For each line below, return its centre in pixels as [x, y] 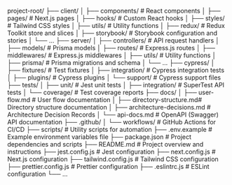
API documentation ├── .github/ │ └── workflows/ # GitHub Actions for [111, 122]
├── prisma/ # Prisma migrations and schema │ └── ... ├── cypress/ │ [111, 62]
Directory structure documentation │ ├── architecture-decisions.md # [109, 107]
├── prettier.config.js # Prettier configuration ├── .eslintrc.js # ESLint [108, 166]
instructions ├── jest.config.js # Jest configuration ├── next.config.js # [111, 151]
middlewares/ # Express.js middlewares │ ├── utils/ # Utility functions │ [112, 55]
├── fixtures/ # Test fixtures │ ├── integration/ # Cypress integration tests [116, 70]
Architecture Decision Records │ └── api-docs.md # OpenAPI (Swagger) [113, 114]
